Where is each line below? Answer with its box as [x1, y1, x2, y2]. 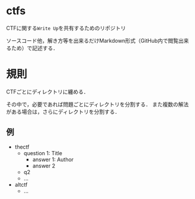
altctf [14, 181, 28, 188]
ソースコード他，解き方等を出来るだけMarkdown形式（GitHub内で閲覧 [6, 37, 179, 44]
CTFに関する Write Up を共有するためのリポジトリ [6, 24, 126, 31]
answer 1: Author [32, 156, 74, 163]
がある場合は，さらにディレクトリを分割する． [6, 108, 120, 115]
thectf [14, 143, 30, 150]
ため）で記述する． [11, 44, 58, 52]
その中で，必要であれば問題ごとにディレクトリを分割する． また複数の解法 [6, 101, 189, 108]
